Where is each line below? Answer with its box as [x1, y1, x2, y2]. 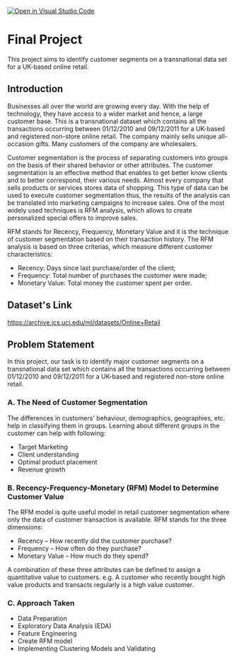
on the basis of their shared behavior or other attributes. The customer [7, 160, 214, 169]
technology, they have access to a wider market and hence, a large [7, 109, 203, 118]
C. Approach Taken [7, 598, 75, 608]
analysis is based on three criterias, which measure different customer [7, 242, 213, 251]
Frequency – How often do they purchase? [17, 544, 141, 552]
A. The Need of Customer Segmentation [7, 398, 148, 408]
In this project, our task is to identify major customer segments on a [7, 357, 204, 366]
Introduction [7, 83, 64, 95]
